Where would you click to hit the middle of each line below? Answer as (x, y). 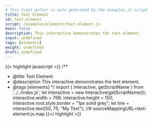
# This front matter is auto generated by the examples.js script (77, 10)
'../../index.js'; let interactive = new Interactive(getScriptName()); (79, 92)
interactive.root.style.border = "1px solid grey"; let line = (71, 103)
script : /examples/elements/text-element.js (53, 24)
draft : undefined (23, 52)
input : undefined (23, 38)
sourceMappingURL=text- (120, 108)
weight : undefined (24, 47)
